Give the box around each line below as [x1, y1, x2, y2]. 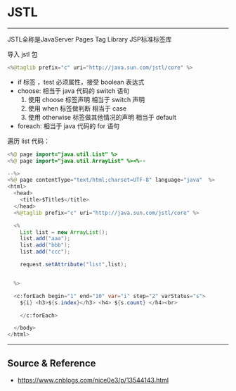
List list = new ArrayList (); [20, 228, 109, 236]
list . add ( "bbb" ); [20, 242, 71, 249]
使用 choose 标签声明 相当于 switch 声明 [27, 95, 145, 104]
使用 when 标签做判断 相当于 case [27, 104, 127, 113]
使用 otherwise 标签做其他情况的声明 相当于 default [27, 113, 177, 121]
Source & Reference [7, 357, 96, 369]
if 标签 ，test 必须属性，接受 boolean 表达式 [17, 77, 145, 86]
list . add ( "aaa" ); [20, 235, 71, 242]
